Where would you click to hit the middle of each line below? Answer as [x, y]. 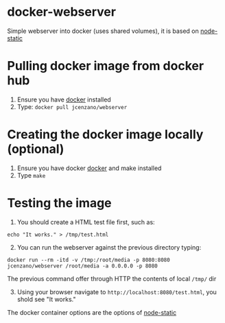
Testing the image [59, 203]
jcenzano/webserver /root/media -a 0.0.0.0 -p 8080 [82, 266]
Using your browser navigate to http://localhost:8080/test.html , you [117, 291]
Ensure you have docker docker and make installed [89, 168]
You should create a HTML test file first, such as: [86, 222]
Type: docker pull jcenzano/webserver [72, 106]
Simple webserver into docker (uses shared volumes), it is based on [103, 31]
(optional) [36, 149]
